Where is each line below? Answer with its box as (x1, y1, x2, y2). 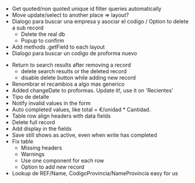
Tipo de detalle (11, 93, 49, 100)
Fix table (11, 138, 34, 145)
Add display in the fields (11, 125, 72, 132)
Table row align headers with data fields (11, 112, 111, 119)
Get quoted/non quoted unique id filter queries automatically (11, 5, 162, 12)
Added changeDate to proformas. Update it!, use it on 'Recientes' (11, 87, 174, 94)
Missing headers (20, 144, 62, 151)
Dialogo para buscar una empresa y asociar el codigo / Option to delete (11, 18, 189, 25)
